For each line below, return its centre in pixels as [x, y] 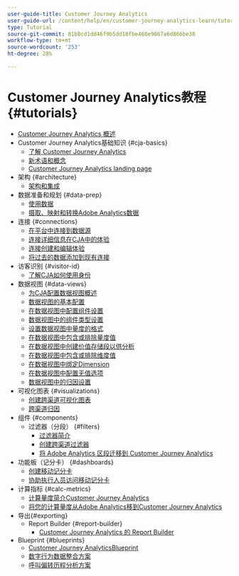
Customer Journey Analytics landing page [90, 168]
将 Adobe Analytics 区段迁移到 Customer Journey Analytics [126, 453]
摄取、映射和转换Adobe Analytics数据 [84, 212]
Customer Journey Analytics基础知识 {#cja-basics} [93, 143]
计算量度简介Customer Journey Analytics [89, 498]
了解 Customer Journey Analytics [77, 151]
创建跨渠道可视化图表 [59, 399]
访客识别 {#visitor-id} [49, 266]
